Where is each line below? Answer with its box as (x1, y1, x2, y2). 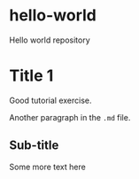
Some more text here (9, 161, 86, 172)
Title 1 (9, 66, 54, 86)
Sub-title (9, 138, 59, 153)
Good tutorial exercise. (9, 95, 92, 105)
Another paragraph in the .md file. (9, 112, 131, 122)
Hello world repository (9, 35, 90, 45)
